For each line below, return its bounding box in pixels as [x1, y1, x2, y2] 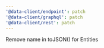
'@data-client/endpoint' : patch [5, 8, 86, 15]
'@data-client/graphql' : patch [5, 14, 83, 20]
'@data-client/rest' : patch [5, 20, 75, 25]
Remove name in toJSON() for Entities [5, 36, 99, 43]
